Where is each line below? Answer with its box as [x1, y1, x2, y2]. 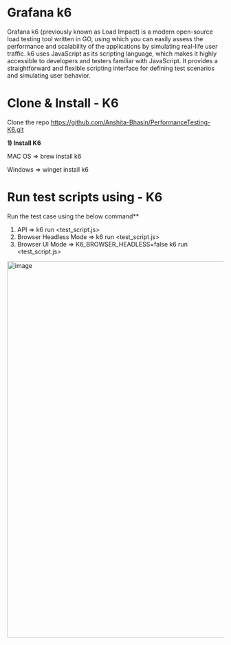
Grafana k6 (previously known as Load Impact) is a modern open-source [7, 27, 213, 36]
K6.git [7, 125, 24, 133]
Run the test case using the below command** [7, 212, 140, 220]
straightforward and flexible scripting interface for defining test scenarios [7, 64, 215, 72]
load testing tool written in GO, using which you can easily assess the [7, 34, 203, 43]
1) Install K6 [7, 139, 41, 147]
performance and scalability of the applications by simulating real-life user [7, 42, 218, 50]
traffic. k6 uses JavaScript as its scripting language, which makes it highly [7, 49, 217, 58]
